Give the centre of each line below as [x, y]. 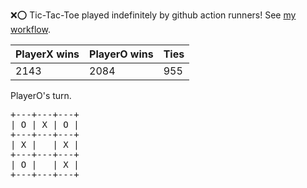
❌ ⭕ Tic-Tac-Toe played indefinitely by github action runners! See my [153, 15]
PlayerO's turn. [41, 95]
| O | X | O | [45, 124]
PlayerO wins [121, 54]
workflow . [30, 29]
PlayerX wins [47, 54]
